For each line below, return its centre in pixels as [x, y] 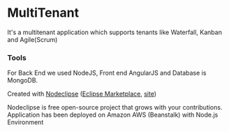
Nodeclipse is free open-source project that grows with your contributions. [115, 108]
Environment [25, 122]
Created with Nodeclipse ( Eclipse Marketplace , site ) [82, 94]
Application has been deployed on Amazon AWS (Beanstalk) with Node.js [113, 115]
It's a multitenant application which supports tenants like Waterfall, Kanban [114, 32]
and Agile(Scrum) [32, 39]
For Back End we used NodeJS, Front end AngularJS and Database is [107, 73]
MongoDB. [23, 80]
